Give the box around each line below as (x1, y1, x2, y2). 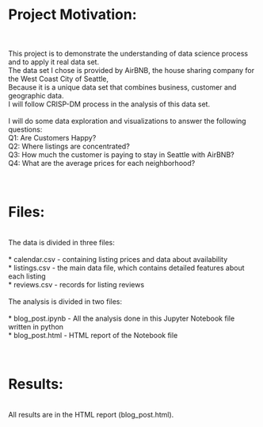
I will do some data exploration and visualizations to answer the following (8, 116, 247, 125)
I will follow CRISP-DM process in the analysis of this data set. (8, 99, 211, 109)
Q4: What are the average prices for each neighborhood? (8, 158, 196, 167)
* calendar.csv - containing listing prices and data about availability (8, 254, 228, 264)
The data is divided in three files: (8, 237, 115, 247)
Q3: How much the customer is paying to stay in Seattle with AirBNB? (8, 149, 235, 160)
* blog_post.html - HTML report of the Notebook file (8, 330, 178, 340)
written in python (8, 321, 64, 331)
